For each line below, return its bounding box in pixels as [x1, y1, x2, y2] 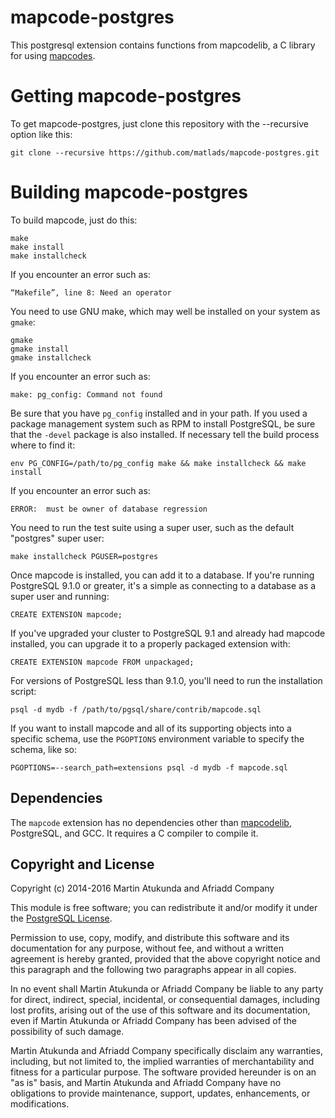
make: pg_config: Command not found [10, 389, 163, 400]
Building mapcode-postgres [10, 181, 248, 204]
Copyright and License [10, 856, 155, 873]
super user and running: [10, 590, 110, 602]
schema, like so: [10, 743, 77, 755]
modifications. [10, 1098, 70, 1110]
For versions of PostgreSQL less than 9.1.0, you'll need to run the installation [10, 674, 323, 686]
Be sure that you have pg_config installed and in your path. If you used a [10, 407, 308, 419]
